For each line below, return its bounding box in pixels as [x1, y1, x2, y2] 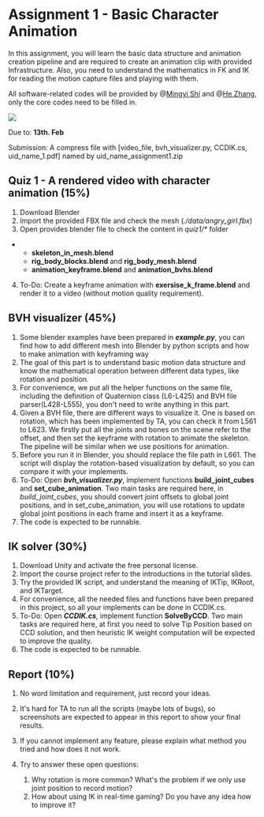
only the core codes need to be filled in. [8, 97, 138, 107]
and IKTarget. [19, 586, 64, 596]
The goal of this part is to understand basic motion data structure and [19, 357, 246, 367]
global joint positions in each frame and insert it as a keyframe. [19, 508, 225, 518]
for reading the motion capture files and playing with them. [8, 73, 199, 83]
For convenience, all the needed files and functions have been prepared [19, 594, 254, 604]
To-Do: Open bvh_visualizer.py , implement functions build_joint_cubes [19, 475, 255, 484]
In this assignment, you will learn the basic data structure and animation [8, 48, 242, 58]
